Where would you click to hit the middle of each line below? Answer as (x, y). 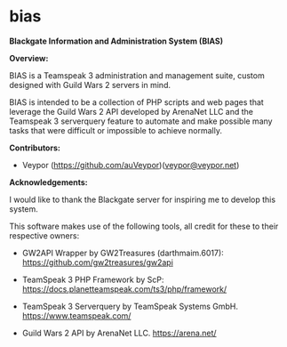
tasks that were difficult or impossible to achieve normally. (116, 130)
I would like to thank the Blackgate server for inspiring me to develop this (143, 199)
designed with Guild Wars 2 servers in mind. (90, 85)
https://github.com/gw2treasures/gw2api (97, 262)
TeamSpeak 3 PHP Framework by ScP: (93, 279)
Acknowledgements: (49, 182)
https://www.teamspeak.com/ (76, 315)
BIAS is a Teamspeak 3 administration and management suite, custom (137, 75)
